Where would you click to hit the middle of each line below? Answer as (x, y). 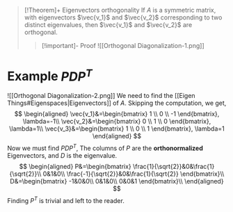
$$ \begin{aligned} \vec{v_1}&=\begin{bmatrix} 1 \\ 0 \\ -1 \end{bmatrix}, (117, 114)
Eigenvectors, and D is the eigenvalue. (62, 155)
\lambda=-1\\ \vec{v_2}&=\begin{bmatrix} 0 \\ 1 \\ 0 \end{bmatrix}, (117, 122)
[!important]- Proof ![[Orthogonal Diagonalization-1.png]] (123, 46)
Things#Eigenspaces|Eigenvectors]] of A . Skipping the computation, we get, (117, 103)
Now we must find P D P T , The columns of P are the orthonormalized (105, 147)
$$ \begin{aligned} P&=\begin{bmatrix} (75, 166)
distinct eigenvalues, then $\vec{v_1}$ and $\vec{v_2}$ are (108, 25)
